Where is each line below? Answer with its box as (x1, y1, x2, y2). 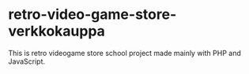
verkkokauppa (8, 22, 105, 40)
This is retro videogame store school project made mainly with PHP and (8, 48, 241, 57)
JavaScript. (8, 57, 46, 66)
